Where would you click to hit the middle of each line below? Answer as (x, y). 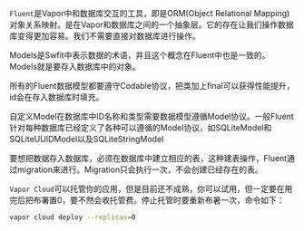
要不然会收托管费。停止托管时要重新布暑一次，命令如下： (177, 200)
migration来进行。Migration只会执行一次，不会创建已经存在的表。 (140, 169)
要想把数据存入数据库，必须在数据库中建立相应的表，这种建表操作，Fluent (148, 158)
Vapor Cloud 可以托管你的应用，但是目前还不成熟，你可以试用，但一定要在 (147, 189)
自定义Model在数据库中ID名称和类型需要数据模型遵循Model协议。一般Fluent (152, 116)
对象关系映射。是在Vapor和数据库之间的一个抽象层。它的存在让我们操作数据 (152, 24)
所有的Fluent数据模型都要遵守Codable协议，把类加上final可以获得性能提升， (152, 86)
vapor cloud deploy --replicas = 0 (73, 217)
